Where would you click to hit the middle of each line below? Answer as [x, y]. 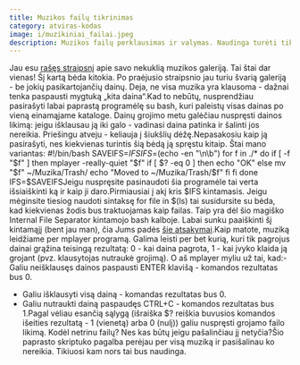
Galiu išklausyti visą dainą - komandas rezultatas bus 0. [124, 294]
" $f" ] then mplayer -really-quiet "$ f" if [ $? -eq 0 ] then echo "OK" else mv [148, 163]
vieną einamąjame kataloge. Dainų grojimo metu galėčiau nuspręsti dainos [146, 115]
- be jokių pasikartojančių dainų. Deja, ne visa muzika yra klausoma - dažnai [149, 87]
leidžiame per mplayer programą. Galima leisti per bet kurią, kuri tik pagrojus [150, 239]
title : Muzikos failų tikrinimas [71, 17]
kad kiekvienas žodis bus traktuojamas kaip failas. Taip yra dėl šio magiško [147, 210]
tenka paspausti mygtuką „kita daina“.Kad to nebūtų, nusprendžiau [132, 97]
